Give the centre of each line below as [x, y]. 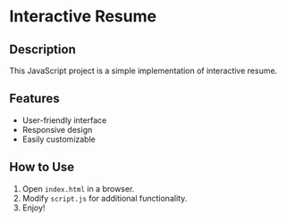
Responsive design [57, 129]
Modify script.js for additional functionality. [105, 198]
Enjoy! [34, 208]
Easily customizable [59, 139]
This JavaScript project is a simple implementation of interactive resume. [143, 70]
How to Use [42, 167]
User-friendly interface [64, 120]
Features [34, 99]
